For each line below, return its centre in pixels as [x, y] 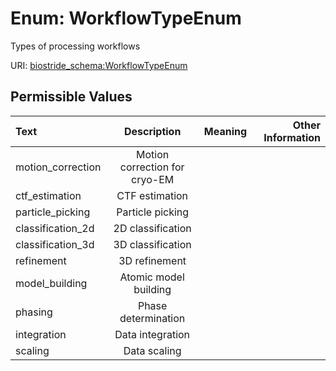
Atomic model [152, 277]
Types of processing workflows [75, 46]
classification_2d [55, 228]
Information [292, 137]
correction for [152, 167]
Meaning [225, 131]
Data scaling [152, 350]
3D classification [152, 244]
